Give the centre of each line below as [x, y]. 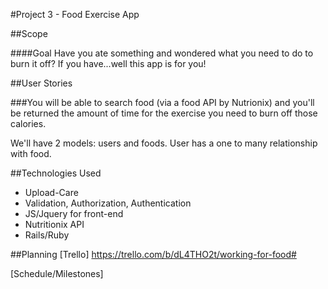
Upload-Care [51, 192]
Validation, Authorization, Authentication [108, 203]
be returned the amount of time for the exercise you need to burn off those [164, 113]
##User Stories [41, 83]
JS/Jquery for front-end [74, 213]
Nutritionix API [54, 224]
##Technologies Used [56, 173]
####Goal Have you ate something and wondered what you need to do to [162, 53]
